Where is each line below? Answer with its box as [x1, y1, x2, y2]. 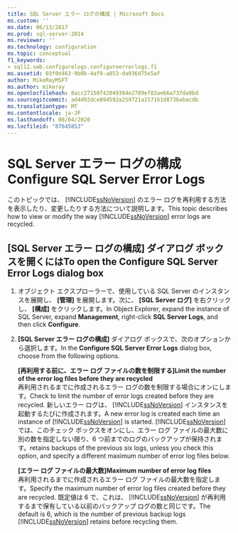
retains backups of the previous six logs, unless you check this [29, 443, 214, 452]
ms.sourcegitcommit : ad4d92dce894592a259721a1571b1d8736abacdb [7, 97, 199, 104]
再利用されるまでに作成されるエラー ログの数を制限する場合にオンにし [17, 383, 225, 392]
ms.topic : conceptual [7, 50, 72, 58]
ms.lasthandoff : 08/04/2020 [7, 116, 91, 123]
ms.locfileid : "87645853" [7, 122, 84, 130]
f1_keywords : [7, 57, 46, 64]
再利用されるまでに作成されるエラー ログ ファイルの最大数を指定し [17, 475, 215, 484]
